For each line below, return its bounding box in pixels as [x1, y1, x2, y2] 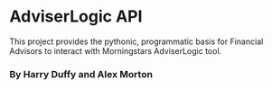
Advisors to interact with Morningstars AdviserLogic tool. [9, 45, 222, 56]
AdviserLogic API [9, 6, 143, 27]
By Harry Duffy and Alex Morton [9, 67, 154, 80]
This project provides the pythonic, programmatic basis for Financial [9, 36, 264, 47]
